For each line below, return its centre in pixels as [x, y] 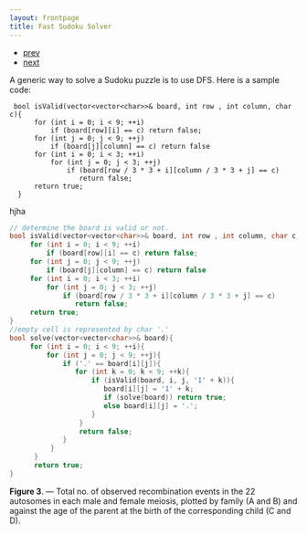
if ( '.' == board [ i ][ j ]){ [112, 363]
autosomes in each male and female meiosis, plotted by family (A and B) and [153, 501]
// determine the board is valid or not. [90, 228]
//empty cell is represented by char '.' [90, 330]
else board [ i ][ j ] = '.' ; [151, 406]
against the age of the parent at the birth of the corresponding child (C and [150, 510]
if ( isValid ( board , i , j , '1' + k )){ [163, 381]
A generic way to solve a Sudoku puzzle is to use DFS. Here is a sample [145, 79]
